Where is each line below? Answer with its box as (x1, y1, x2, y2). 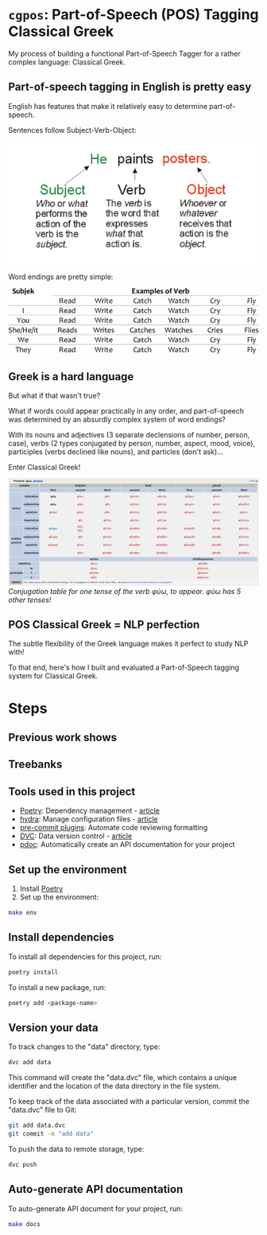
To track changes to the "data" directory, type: (8, 1042, 161, 1051)
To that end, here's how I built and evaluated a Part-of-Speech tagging (8, 662, 240, 673)
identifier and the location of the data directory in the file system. (8, 1082, 221, 1091)
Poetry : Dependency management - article (19, 806, 161, 816)
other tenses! (8, 595, 52, 604)
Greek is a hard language (8, 370, 134, 383)
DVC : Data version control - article (19, 831, 133, 841)
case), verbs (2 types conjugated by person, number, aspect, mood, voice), (8, 439, 256, 449)
